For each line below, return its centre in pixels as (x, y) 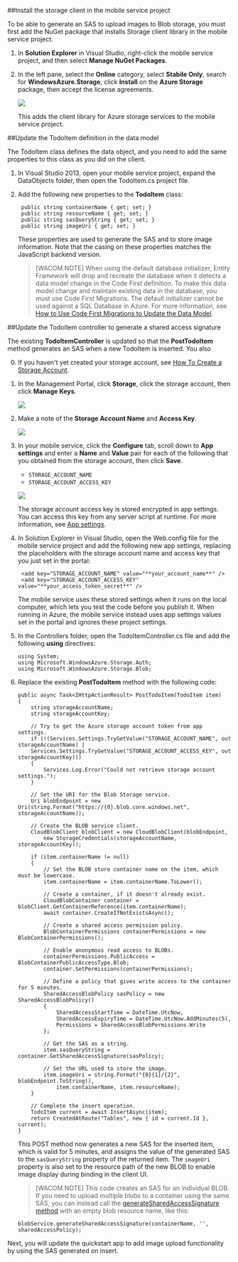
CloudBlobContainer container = (91, 901)
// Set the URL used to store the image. (106, 1069)
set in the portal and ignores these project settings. (92, 622)
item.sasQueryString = (77, 1050)
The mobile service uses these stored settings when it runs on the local (122, 599)
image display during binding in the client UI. (83, 1174)
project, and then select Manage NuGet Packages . (92, 60)
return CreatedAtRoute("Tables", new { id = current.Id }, (120, 1118)
